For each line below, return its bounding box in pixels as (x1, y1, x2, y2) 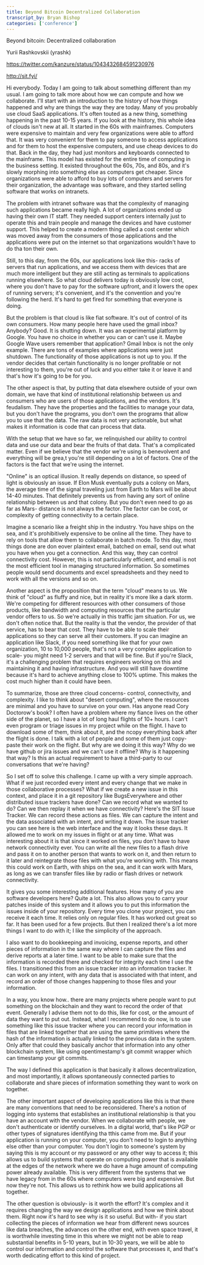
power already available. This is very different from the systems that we (6, 1169, 186, 1176)
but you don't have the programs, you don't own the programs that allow (6, 410, 189, 418)
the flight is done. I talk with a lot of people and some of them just (6, 735, 171, 742)
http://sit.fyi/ (6, 73, 38, 80)
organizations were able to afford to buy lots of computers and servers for (6, 175, 192, 182)
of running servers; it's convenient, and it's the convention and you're (6, 289, 181, 296)
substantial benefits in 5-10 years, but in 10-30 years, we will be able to (6, 1239, 185, 1246)
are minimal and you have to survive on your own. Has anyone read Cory (6, 703, 189, 710)
